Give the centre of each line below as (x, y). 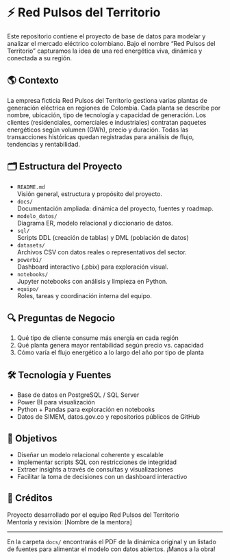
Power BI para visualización (56, 402)
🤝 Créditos (30, 498)
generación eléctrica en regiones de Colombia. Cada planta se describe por (114, 108)
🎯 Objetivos (32, 438)
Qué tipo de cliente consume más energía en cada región (98, 338)
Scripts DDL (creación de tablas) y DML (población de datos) (103, 237)
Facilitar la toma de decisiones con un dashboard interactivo (102, 477)
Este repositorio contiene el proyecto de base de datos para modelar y (106, 36)
